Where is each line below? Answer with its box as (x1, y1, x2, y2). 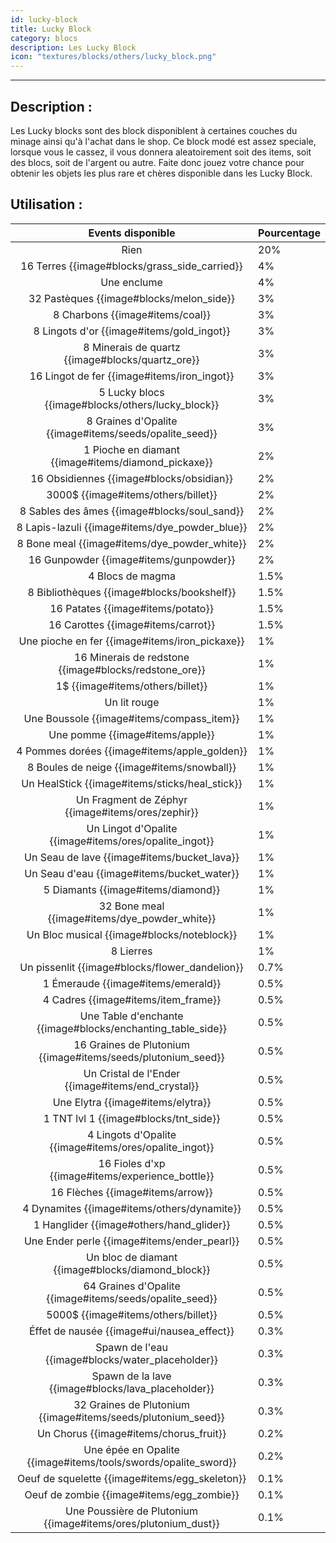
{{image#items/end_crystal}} (64, 1079, 200, 1093)
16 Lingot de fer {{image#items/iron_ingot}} (29, 369, 235, 383)
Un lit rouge (104, 695, 160, 709)
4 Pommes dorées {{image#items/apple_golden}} (16, 744, 248, 758)
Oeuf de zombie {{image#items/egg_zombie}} (24, 1487, 240, 1501)
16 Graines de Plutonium (73, 1037, 190, 1051)
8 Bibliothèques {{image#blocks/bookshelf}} (27, 585, 237, 599)
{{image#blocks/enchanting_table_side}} (36, 1021, 228, 1035)
